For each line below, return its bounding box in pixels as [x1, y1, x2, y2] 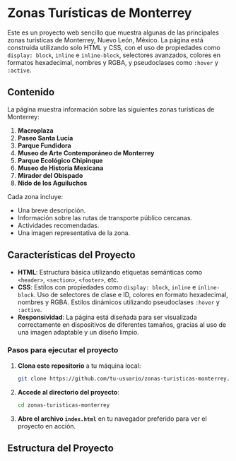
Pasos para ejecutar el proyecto [7, 345, 119, 355]
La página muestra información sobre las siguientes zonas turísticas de [7, 104, 215, 114]
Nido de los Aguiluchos [17, 179, 88, 187]
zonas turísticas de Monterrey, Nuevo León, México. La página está [7, 35, 203, 44]
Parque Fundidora [17, 141, 72, 150]
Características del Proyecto [7, 249, 136, 261]
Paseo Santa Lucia [17, 133, 73, 142]
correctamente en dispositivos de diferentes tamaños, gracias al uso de [17, 320, 227, 329]
